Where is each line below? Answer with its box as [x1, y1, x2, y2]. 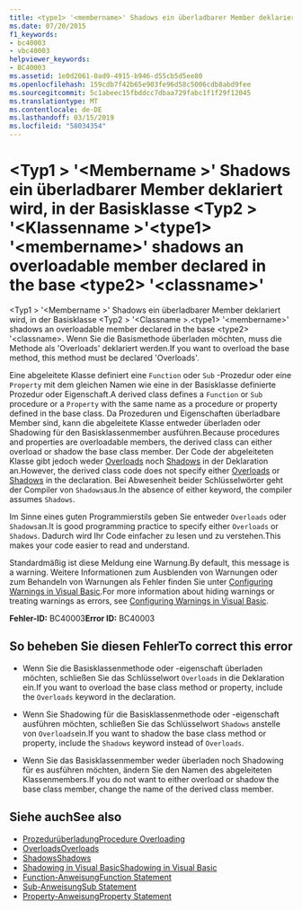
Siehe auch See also [9, 809, 122, 825]
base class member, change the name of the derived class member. [22, 783, 274, 794]
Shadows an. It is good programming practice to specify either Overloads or [9, 520, 279, 531]
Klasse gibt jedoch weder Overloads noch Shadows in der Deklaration [9, 455, 269, 466]
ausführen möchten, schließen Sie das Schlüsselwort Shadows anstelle [22, 718, 281, 729]
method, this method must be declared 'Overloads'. [9, 352, 200, 363]
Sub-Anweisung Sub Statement [22, 881, 137, 892]
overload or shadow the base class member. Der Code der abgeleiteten [9, 446, 274, 456]
